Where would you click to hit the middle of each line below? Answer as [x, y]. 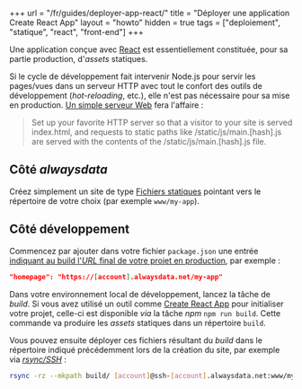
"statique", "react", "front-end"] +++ [76, 32]
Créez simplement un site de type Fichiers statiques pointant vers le [135, 191]
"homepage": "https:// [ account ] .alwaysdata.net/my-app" [116, 277]
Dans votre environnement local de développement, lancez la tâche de [140, 294]
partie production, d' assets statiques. [79, 59]
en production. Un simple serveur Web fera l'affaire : [107, 105]
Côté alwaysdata [58, 170]
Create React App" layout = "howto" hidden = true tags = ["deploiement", [145, 22]
